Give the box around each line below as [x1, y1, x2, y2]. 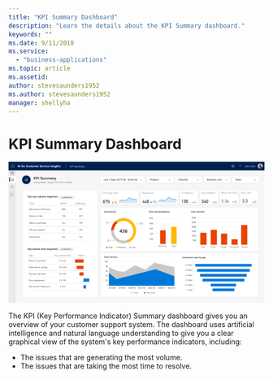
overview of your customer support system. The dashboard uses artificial [8, 319, 254, 329]
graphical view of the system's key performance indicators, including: [8, 337, 242, 347]
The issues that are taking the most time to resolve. [19, 361, 193, 371]
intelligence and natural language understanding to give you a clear [8, 328, 234, 338]
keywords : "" [8, 30, 53, 38]
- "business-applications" [15, 56, 107, 64]
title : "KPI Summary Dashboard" [8, 13, 118, 21]
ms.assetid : [8, 73, 49, 81]
